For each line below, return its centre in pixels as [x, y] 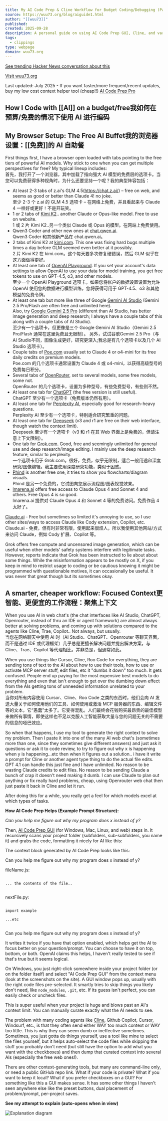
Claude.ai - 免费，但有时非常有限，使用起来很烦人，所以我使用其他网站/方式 [84, 528]
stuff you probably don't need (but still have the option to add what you [78, 1046]
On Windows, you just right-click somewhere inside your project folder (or [81, 969]
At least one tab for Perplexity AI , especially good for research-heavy [84, 404]
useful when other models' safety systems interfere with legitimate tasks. [80, 549]
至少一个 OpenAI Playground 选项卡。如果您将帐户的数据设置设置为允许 [86, 282]
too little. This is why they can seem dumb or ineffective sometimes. [75, 1030]
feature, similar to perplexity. [42, 454]
